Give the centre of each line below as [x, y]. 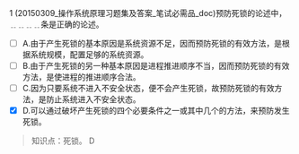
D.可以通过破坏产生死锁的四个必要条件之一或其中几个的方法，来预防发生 [156, 111]
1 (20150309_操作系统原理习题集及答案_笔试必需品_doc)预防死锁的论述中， [148, 13]
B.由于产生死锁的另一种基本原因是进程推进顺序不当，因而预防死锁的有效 [156, 66]
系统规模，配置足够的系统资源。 [89, 55]
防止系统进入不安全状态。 [93, 99]
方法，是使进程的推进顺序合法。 [81, 77]
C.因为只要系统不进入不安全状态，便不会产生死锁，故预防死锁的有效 [149, 89]
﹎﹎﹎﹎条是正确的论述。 [57, 24]
